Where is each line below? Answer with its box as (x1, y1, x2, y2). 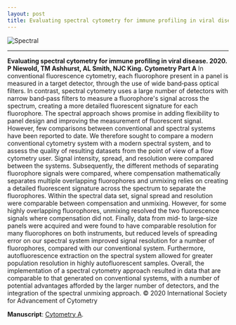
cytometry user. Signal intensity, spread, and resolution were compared (7, 154, 214, 162)
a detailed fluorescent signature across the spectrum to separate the (7, 184, 206, 192)
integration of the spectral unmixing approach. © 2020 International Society (7, 288, 228, 297)
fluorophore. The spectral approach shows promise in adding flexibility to (7, 109, 220, 117)
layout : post (7, 10, 46, 18)
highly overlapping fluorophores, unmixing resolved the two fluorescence (7, 206, 220, 215)
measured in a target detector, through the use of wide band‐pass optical (7, 79, 219, 87)
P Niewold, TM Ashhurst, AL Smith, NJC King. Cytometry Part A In (7, 64, 204, 73)
